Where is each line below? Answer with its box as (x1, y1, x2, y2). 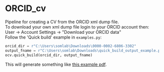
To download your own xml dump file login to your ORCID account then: (5, 24, 149, 29)
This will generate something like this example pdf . (5, 61, 107, 67)
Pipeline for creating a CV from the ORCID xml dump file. (5, 19, 119, 25)
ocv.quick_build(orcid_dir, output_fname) (5, 53, 93, 58)
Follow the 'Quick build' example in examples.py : (5, 34, 102, 40)
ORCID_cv (5, 3, 46, 14)
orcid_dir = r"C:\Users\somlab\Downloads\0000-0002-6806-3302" (5, 43, 137, 48)
